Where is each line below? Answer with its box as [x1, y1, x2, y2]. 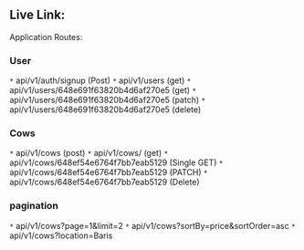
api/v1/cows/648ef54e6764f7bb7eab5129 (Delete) [9, 177, 200, 188]
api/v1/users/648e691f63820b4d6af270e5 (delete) [9, 104, 202, 115]
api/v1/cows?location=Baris [9, 230, 113, 241]
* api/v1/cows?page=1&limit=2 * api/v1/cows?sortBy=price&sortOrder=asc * [9, 220, 296, 231]
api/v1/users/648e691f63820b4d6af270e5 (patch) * [9, 95, 206, 106]
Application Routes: [9, 31, 83, 42]
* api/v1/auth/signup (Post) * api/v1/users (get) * [9, 75, 192, 86]
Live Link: [9, 7, 66, 23]
